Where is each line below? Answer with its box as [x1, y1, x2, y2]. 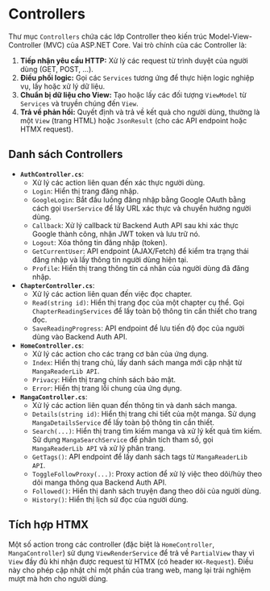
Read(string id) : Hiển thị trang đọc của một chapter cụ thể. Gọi [31, 298, 244, 307]
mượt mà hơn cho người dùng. [8, 573, 109, 583]
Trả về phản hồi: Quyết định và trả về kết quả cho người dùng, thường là [19, 106, 260, 117]
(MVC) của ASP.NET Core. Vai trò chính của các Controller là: [43, 40, 247, 49]
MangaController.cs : [19, 392, 88, 402]
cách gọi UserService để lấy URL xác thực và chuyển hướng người [31, 203, 251, 213]
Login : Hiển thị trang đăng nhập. [31, 186, 139, 196]
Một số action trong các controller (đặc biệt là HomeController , [8, 539, 215, 549]
